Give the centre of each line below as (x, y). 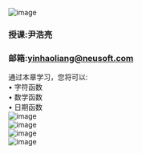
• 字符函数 (25, 87)
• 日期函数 (25, 107)
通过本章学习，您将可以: (48, 77)
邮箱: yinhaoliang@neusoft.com (71, 58)
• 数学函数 (25, 97)
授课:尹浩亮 (30, 34)
